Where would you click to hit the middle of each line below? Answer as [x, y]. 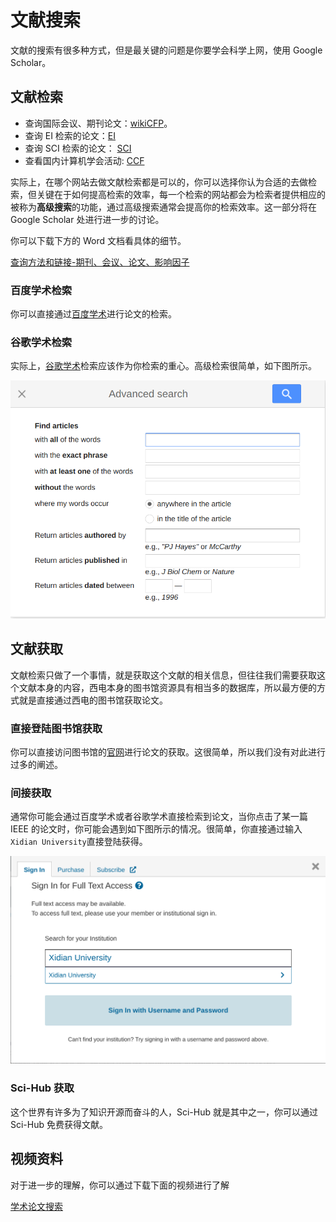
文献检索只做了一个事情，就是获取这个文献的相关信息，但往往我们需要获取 [163, 675]
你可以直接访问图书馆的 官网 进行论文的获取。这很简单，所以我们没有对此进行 [168, 752]
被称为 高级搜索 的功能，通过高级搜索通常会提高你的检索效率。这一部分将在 [163, 207]
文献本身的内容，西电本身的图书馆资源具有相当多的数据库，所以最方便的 [167, 687]
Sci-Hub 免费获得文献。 [59, 1124]
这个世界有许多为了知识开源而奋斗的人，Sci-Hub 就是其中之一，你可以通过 [164, 1112]
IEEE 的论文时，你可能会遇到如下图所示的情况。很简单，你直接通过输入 [156, 829]
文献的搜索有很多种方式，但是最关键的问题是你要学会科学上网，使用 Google [166, 50]
